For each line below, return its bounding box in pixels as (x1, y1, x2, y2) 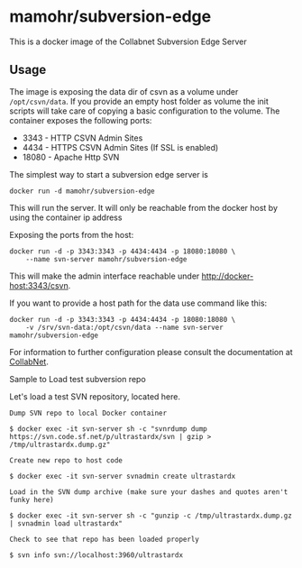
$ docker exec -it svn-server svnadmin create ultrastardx (9, 472, 236, 481)
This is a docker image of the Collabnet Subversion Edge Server (9, 36, 248, 47)
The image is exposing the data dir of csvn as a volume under (9, 86, 239, 96)
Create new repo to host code (9, 455, 124, 465)
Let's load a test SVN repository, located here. (9, 390, 180, 402)
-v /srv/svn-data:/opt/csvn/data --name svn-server (25, 323, 224, 332)
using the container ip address (9, 212, 123, 223)
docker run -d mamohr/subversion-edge (9, 187, 155, 196)
